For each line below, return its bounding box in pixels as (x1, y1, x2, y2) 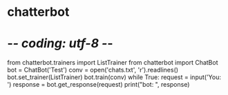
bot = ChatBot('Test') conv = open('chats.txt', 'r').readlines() (7, 66, 178, 74)
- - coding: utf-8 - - (7, 36, 113, 52)
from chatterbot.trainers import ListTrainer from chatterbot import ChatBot (7, 59, 219, 67)
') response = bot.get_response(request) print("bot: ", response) (7, 81, 190, 89)
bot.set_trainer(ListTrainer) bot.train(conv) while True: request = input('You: (7, 73, 221, 81)
